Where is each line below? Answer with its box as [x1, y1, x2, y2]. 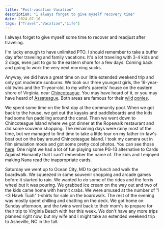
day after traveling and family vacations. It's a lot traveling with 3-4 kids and [5, 55, 159, 60]
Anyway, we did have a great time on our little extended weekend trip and [5, 74, 154, 80]
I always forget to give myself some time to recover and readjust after [5, 34, 146, 40]
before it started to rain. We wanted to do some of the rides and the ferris [5, 177, 154, 183]
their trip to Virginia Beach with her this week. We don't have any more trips [5, 208, 158, 214]
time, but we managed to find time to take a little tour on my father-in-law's [5, 131, 157, 137]
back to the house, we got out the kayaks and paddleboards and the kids [5, 110, 153, 116]
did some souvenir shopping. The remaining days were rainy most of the [5, 126, 152, 132]
